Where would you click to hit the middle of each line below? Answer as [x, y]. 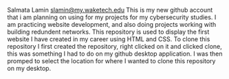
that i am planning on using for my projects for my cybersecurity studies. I [112, 17]
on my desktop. [29, 68]
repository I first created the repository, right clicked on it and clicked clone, [115, 46]
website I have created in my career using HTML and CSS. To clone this [109, 39]
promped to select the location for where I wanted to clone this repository [111, 61]
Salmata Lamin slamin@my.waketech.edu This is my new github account [110, 10]
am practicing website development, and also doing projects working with [112, 24]
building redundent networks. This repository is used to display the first [108, 32]
